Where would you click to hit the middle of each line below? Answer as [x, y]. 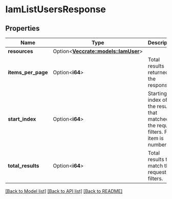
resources [20, 51]
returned [158, 72]
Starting [157, 93]
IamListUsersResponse [56, 9]
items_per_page [28, 72]
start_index [22, 119]
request [157, 172]
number [157, 145]
